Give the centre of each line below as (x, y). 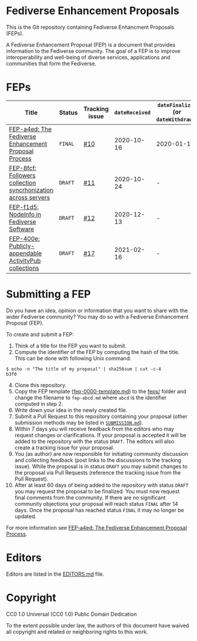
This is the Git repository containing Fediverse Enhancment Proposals (90, 27)
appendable (26, 253)
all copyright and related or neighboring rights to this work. (77, 632)
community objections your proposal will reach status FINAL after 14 (96, 503)
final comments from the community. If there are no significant (90, 498)
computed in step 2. (39, 403)
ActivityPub (25, 261)
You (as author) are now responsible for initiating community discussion (101, 453)
